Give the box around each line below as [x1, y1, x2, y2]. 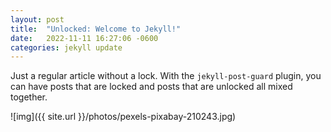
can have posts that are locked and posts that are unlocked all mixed [10, 81, 293, 93]
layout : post [10, 14, 65, 25]
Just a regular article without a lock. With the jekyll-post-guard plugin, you [10, 70, 322, 82]
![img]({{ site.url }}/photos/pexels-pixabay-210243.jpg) [10, 111, 237, 123]
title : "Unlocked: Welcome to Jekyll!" [10, 24, 182, 34]
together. [10, 91, 48, 103]
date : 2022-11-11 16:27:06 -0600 [10, 33, 159, 43]
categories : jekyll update [10, 42, 123, 53]
